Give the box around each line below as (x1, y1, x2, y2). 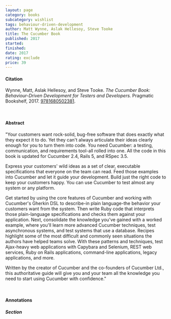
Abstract (5, 120, 25, 126)
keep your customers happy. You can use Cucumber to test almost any (5, 179, 155, 185)
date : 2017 (5, 50, 29, 55)
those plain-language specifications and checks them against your (5, 211, 145, 217)
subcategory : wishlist (5, 17, 54, 22)
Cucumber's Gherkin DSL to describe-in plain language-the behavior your (5, 200, 161, 206)
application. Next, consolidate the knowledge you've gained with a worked (5, 216, 162, 223)
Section (5, 309, 22, 315)
